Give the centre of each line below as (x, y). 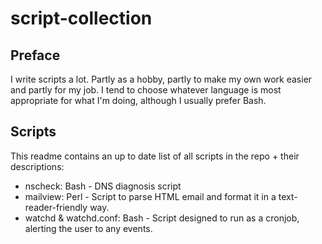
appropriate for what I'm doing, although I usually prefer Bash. (138, 100)
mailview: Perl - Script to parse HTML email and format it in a (150, 196)
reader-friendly (56, 207)
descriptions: (37, 166)
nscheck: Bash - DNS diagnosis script (103, 186)
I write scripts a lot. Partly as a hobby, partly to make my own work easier (161, 79)
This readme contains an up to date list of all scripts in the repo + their (155, 156)
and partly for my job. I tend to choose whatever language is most (146, 90)
